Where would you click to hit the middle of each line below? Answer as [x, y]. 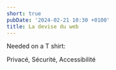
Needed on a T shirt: [36, 46]
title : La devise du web [43, 26]
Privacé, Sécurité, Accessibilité [51, 60]
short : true [24, 14]
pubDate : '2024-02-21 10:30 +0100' [58, 20]
